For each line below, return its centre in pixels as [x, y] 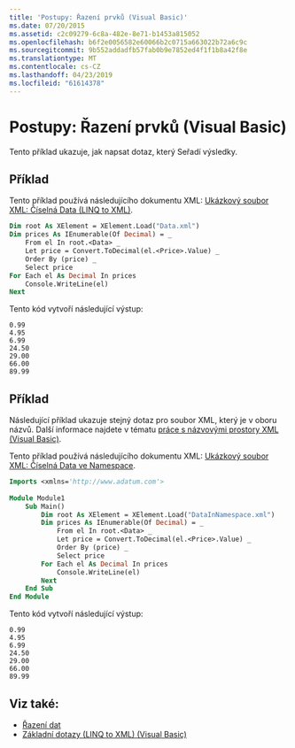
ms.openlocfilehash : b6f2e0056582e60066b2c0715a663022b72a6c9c [128, 42]
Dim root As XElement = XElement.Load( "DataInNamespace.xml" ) [158, 514]
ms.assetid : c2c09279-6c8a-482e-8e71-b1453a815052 [105, 34]
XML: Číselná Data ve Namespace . [72, 466]
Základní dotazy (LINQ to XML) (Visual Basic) [105, 734]
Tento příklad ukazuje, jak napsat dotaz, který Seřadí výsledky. [123, 151]
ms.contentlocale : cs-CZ [55, 67]
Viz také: [34, 703]
